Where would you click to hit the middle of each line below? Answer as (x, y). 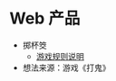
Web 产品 (45, 18)
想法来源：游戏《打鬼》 (66, 67)
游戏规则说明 (60, 56)
